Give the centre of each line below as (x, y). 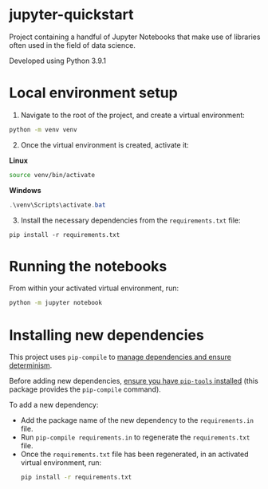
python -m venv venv (43, 129)
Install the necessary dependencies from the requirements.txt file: (130, 220)
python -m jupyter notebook (56, 303)
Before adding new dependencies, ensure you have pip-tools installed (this (134, 381)
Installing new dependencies (106, 335)
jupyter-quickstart (71, 15)
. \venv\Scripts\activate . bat (57, 205)
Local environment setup (93, 93)
